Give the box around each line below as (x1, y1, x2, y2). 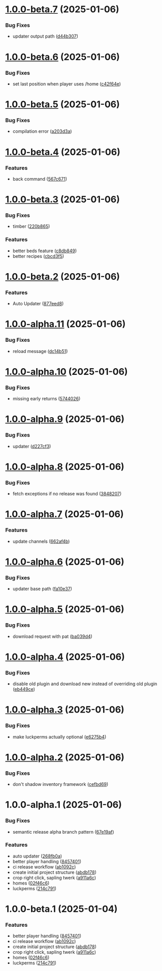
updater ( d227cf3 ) (12, 443, 51, 449)
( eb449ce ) (12, 686, 36, 692)
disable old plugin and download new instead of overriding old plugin (12, 681, 157, 687)
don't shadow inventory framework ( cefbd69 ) (12, 781, 109, 787)
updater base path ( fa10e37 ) (12, 586, 73, 592)
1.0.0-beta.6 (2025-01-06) (5, 51, 120, 63)
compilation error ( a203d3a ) (12, 128, 72, 134)
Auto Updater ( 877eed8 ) (12, 301, 64, 307)
